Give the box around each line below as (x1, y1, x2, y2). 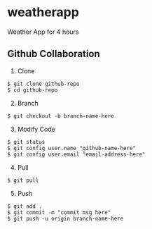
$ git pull (7, 177, 39, 184)
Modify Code (17, 125, 56, 133)
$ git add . (7, 202, 42, 210)
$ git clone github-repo (7, 80, 80, 87)
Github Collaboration (7, 48, 100, 60)
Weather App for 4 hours (7, 27, 79, 36)
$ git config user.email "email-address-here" (7, 151, 146, 158)
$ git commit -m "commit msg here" (7, 209, 111, 216)
